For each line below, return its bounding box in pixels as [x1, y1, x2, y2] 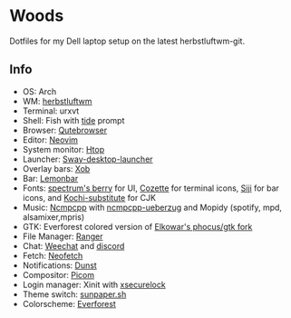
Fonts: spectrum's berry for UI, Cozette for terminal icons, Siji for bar [22, 183, 279, 194]
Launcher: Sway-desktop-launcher [22, 154, 153, 164]
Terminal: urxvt [22, 105, 80, 116]
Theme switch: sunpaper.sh [22, 288, 127, 300]
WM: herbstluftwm [22, 95, 92, 106]
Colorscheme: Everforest [22, 298, 116, 309]
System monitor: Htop [22, 144, 105, 154]
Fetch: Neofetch [22, 250, 83, 261]
